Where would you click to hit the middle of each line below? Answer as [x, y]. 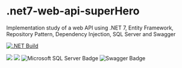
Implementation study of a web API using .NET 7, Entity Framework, [90, 28]
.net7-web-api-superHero [73, 11]
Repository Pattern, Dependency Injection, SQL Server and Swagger [91, 34]
